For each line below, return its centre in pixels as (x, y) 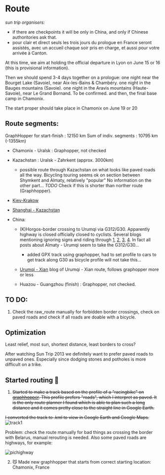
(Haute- (141, 88)
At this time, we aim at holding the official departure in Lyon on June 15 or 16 (83, 62)
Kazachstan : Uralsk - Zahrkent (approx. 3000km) (63, 160)
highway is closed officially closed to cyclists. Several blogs (81, 234)
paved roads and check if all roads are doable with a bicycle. (74, 317)
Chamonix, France (31, 467)
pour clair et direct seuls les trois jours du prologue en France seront (82, 42)
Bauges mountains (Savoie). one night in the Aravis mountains (68, 88)
